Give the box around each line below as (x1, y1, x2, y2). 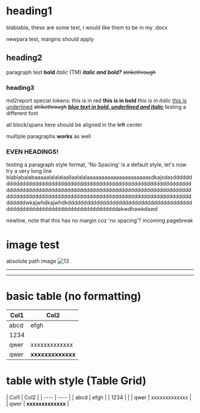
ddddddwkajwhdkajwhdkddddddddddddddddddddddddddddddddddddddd (6, 199, 192, 206)
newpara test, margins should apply (6, 35, 94, 42)
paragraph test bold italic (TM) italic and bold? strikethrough (6, 69, 156, 76)
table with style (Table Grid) (6, 374, 147, 388)
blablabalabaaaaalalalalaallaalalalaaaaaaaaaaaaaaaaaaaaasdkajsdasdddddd (6, 174, 192, 181)
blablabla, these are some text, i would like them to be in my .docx (6, 24, 168, 31)
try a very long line (6, 167, 52, 175)
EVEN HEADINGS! (6, 147, 59, 156)
